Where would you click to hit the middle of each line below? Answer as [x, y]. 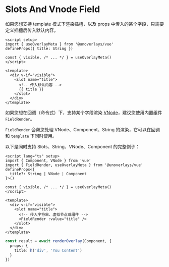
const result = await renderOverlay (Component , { [59, 241]
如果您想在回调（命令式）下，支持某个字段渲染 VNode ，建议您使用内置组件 [84, 113]
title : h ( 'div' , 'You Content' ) [48, 250]
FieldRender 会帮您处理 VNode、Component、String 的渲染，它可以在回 [80, 129]
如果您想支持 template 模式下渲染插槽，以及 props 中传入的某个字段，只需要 [85, 24]
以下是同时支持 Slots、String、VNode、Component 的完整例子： [73, 146]
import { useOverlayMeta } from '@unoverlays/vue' [60, 44]
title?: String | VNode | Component [48, 174]
